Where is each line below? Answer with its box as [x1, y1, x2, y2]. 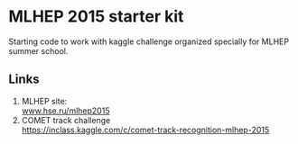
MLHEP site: [21, 95, 68, 106]
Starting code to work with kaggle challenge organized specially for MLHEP [8, 36, 290, 47]
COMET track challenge [21, 114, 111, 125]
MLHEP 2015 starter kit [8, 6, 184, 27]
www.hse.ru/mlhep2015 [21, 105, 110, 116]
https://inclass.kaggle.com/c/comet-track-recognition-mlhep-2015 [21, 124, 270, 135]
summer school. [8, 45, 69, 56]
